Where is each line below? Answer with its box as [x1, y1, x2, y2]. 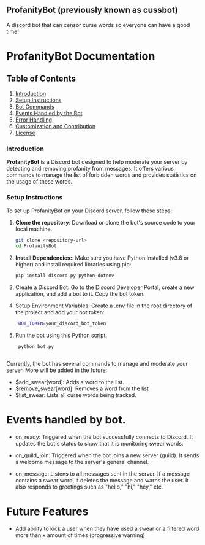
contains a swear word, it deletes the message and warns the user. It [15, 476, 189, 484]
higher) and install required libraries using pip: [15, 261, 132, 268]
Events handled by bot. [6, 412, 127, 427]
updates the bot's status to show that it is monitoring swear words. [15, 439, 184, 447]
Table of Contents [6, 74, 76, 84]
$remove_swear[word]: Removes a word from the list [15, 385, 149, 392]
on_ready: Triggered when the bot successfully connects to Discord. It [15, 433, 193, 441]
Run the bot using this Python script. [15, 331, 108, 339]
